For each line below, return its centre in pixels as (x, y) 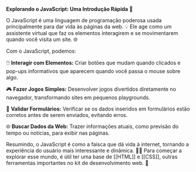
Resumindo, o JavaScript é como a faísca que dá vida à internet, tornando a (97, 144)
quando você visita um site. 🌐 (42, 39)
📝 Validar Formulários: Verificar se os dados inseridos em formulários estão (98, 109)
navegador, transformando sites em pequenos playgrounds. (78, 97)
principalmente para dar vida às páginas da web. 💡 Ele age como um (89, 27)
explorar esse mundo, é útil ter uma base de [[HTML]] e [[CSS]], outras (92, 157)
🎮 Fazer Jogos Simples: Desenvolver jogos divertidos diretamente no (91, 89)
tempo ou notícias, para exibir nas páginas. (58, 133)
